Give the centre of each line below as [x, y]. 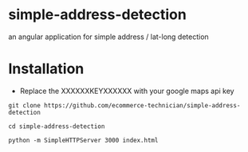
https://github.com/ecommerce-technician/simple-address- [142, 105]
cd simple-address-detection [57, 126]
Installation [46, 69]
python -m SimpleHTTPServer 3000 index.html [83, 140]
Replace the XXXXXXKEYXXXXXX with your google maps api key [127, 91]
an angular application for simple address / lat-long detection [108, 37]
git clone [25, 105]
